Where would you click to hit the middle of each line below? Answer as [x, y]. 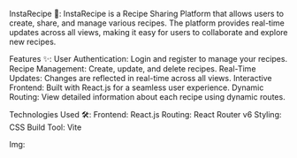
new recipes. [33, 41]
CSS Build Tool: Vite [46, 127]
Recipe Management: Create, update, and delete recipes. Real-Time [133, 69]
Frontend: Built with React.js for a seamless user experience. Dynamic [137, 87]
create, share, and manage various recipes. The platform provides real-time [147, 23]
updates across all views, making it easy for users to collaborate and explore [148, 32]
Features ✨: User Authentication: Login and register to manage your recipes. [148, 59]
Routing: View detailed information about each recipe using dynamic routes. [147, 97]
